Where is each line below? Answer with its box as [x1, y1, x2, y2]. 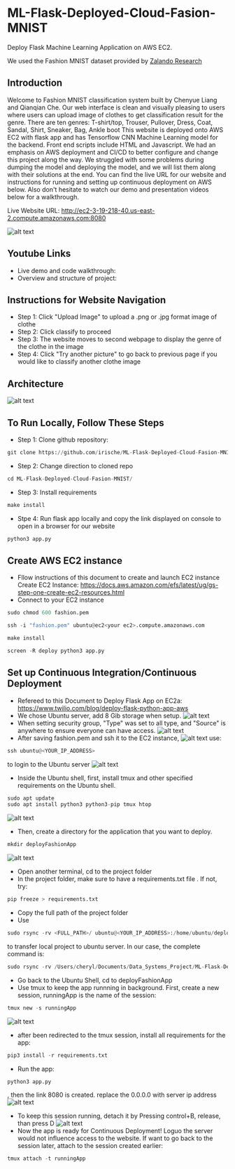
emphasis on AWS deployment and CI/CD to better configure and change [7, 147, 219, 156]
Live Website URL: [7, 206, 60, 215]
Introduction [7, 77, 63, 89]
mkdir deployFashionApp [7, 841, 77, 848]
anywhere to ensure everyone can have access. [17, 726, 156, 734]
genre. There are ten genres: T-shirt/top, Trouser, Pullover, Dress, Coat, [7, 118, 213, 126]
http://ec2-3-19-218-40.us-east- [61, 206, 155, 215]
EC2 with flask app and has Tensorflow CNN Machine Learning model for [7, 133, 219, 141]
